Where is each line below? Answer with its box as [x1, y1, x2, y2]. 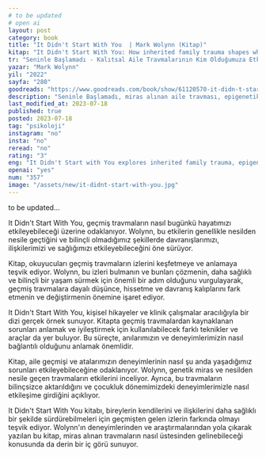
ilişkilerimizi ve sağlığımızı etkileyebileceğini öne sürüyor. [8, 243, 194, 253]
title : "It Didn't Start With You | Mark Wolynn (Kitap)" [8, 41, 207, 49]
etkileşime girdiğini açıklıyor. [8, 390, 101, 400]
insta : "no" [8, 136, 47, 145]
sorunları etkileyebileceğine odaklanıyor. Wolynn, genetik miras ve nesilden [8, 365, 253, 375]
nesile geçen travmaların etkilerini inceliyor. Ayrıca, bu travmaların [8, 373, 223, 383]
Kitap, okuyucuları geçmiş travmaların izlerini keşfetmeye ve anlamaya [8, 258, 237, 268]
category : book [8, 33, 59, 42]
